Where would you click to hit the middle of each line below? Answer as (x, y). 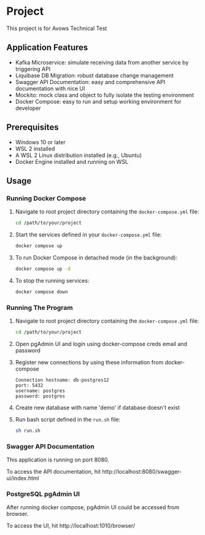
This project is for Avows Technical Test (57, 28)
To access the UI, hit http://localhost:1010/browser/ (71, 526)
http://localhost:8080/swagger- (142, 472)
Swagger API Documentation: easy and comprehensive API (90, 82)
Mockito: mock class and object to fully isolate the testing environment (105, 95)
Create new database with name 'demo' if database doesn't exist (97, 407)
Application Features (47, 48)
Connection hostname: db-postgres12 (62, 380)
